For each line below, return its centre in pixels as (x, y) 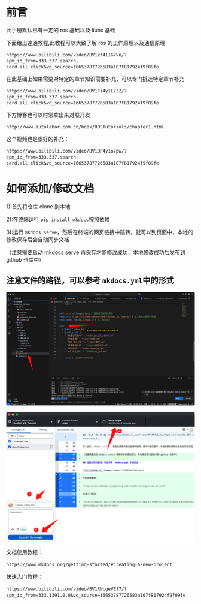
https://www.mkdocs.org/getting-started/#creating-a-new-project (89, 565)
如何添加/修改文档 (50, 189)
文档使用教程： (25, 552)
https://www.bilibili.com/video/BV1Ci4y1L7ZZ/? (67, 91)
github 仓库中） (25, 259)
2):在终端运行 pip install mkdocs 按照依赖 (58, 219)
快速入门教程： (25, 576)
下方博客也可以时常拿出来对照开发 (48, 115)
